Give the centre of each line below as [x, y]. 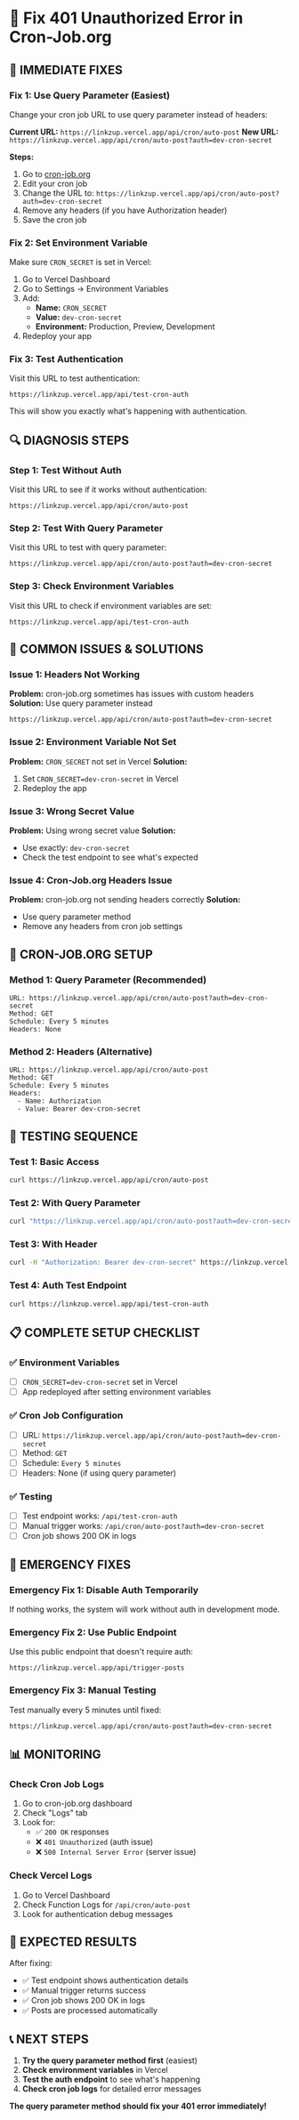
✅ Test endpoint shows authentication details [105, 1980]
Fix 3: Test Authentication [66, 360]
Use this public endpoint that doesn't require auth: [101, 1652]
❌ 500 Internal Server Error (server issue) [116, 1852]
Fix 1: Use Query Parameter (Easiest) [90, 95]
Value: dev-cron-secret [79, 317]
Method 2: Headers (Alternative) [81, 1051]
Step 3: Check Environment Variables [92, 587]
